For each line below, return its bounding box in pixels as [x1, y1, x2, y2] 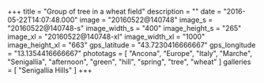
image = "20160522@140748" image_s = [79, 15, 213, 25]
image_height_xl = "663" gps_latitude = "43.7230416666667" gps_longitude [7, 40, 256, 50]
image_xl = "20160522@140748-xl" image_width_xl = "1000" [7, 32, 206, 41]
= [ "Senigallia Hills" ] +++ [7, 66, 92, 74]
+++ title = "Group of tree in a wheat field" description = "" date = [7, 7, 222, 16]
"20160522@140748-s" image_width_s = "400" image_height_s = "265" [7, 24, 242, 32]
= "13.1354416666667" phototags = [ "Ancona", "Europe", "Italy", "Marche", [7, 49, 253, 58]
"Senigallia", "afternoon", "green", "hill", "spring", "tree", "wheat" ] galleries [7, 57, 251, 66]
